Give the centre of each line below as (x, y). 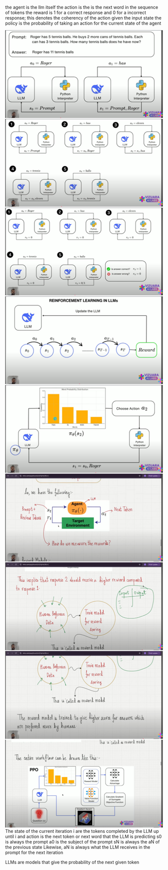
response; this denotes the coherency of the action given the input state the (83, 18)
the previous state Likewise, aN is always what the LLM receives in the (78, 847)
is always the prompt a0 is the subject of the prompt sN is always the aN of (82, 842)
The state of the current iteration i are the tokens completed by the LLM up (82, 831)
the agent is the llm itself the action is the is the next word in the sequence (82, 7)
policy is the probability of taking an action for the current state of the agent (83, 23)
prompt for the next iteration (34, 852)
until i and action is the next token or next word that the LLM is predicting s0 (83, 836)
